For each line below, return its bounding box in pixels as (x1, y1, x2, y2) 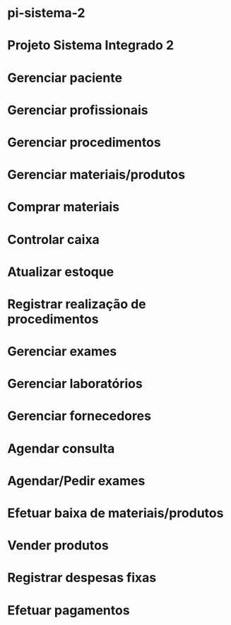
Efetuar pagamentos (7, 602, 130, 618)
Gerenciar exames (7, 344, 117, 360)
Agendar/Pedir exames (7, 472, 146, 489)
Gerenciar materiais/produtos (7, 167, 186, 183)
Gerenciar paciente (7, 69, 122, 86)
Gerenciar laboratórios (7, 376, 143, 392)
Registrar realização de (7, 296, 146, 312)
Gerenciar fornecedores (7, 408, 152, 424)
